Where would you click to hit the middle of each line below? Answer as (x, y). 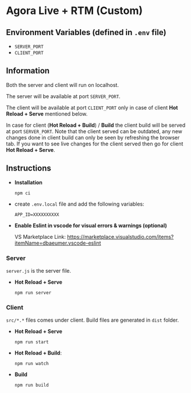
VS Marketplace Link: (40, 237)
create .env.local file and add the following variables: (79, 204)
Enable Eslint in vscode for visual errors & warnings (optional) (91, 225)
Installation (28, 182)
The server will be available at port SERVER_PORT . (63, 96)
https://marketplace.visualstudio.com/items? (120, 237)
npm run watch (31, 364)
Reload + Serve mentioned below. (47, 114)
